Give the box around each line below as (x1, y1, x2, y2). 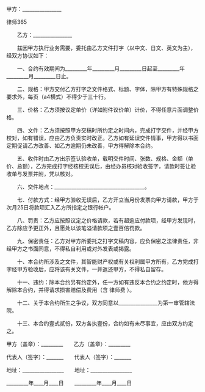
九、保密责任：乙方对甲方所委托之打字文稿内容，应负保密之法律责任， (16, 238, 193, 244)
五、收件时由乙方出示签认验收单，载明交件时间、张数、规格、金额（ (16, 155, 188, 162)
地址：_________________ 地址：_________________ (6, 366, 132, 374)
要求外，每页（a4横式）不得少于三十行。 (6, 93, 109, 100)
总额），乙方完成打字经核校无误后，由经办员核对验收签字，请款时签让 (16, 162, 191, 170)
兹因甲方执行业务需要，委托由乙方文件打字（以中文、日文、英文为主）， (16, 45, 196, 51)
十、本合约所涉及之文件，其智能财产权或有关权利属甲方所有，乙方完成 (16, 258, 193, 265)
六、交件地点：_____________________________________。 (16, 183, 151, 191)
